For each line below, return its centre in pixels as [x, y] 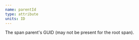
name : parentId [21, 10]
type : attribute [22, 14]
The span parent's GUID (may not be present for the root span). [70, 33]
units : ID [15, 19]
